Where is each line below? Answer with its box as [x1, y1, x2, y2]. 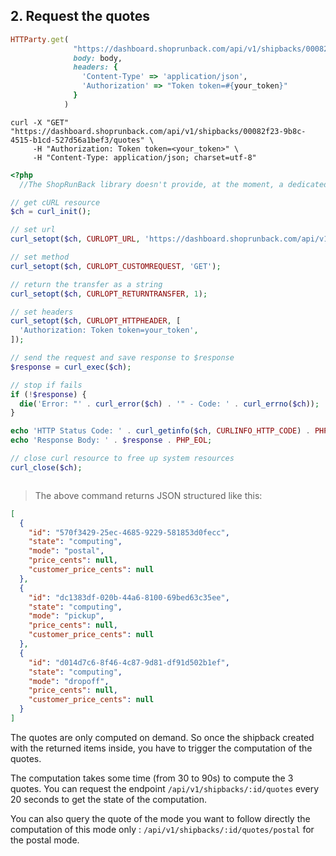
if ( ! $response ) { [10, 389, 87, 399]
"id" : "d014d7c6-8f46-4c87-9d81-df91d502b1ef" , [28, 657, 230, 668]
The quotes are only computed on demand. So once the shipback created [10, 731, 315, 743]
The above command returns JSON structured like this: [34, 489, 263, 501]
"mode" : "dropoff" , [28, 676, 110, 686]
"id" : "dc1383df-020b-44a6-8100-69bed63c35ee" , [28, 592, 230, 603]
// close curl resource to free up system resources [10, 454, 235, 464]
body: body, [73, 53, 123, 63]
